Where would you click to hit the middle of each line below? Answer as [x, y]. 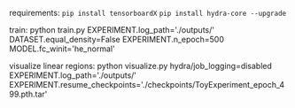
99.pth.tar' [28, 94]
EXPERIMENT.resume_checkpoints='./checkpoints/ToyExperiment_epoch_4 [147, 85]
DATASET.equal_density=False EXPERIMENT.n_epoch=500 [116, 39]
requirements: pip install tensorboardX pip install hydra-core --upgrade [147, 13]
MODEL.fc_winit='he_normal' [62, 49]
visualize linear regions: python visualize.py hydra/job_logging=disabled [141, 66]
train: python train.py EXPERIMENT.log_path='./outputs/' [112, 30]
